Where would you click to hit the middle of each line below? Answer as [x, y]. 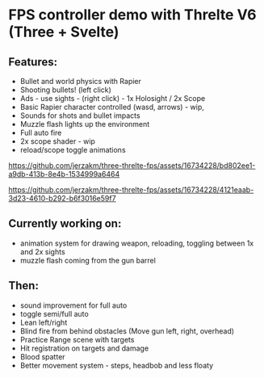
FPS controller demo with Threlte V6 [132, 15]
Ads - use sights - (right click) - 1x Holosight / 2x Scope [113, 98]
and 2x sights [43, 251]
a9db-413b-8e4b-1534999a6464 [64, 174]
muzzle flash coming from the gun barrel [88, 260]
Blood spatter [43, 356]
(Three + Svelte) [64, 32]
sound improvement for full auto [73, 305]
